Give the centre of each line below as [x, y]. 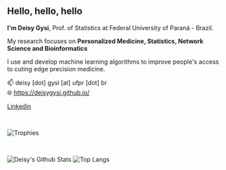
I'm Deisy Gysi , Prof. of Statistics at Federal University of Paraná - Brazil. [111, 27]
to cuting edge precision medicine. [56, 69]
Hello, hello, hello [45, 11]
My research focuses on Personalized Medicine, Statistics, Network [105, 41]
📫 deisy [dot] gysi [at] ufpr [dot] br [57, 82]
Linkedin [19, 106]
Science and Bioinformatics [47, 48]
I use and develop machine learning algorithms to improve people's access [113, 62]
